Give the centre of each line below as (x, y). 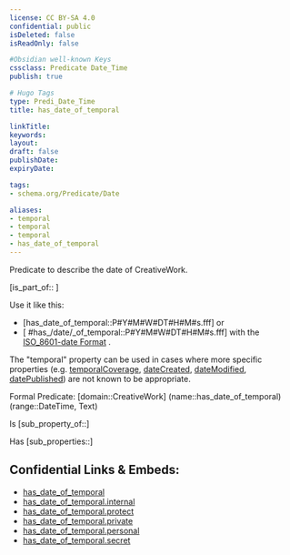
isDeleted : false (42, 35)
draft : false (34, 152)
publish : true (36, 77)
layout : (24, 143)
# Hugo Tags (32, 93)
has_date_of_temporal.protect (78, 511)
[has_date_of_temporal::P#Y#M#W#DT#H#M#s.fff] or (123, 322)
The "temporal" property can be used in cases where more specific (136, 359)
